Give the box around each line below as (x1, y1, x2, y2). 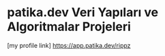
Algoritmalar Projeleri (7, 19, 132, 34)
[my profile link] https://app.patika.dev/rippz (7, 41, 131, 49)
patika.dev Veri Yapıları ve (7, 5, 159, 20)
